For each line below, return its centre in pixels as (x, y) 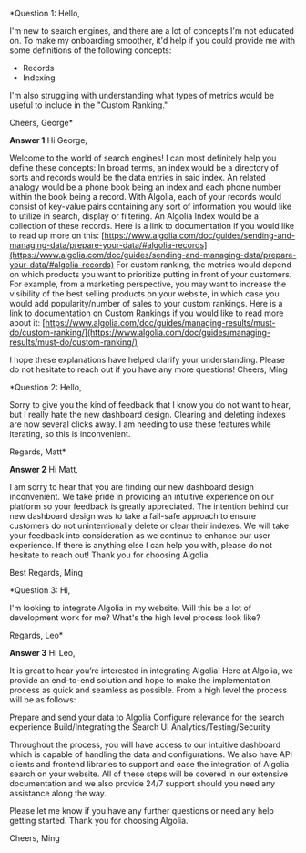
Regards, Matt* (38, 452)
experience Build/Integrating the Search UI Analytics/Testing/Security (140, 727)
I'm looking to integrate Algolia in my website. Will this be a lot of (131, 608)
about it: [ (27, 322)
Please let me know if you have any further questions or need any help (142, 811)
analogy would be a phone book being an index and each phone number (146, 187)
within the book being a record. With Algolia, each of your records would (146, 197)
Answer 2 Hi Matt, (44, 469)
